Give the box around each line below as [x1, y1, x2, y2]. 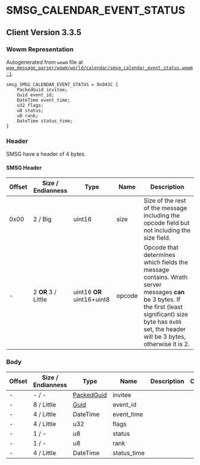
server [143, 281, 162, 289]
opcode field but [143, 219, 190, 227]
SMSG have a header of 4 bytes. [6, 150, 86, 158]
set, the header [143, 325, 186, 334]
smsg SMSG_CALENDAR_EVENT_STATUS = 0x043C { [6, 81, 118, 87]
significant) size [143, 310, 189, 319]
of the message [143, 204, 187, 212]
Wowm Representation [6, 45, 74, 54]
